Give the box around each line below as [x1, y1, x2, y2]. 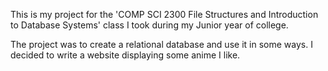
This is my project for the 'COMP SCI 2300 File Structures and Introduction [10, 9, 319, 20]
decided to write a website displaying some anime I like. [10, 49, 241, 61]
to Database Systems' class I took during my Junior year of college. [10, 19, 289, 31]
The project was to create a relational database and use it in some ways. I [10, 39, 313, 50]
